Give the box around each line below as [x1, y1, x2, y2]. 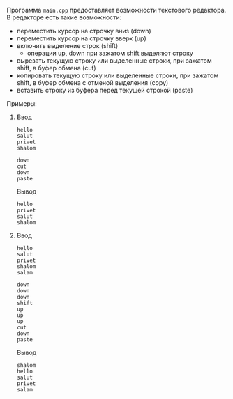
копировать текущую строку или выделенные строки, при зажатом [16, 71, 219, 79]
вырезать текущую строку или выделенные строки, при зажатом [16, 56, 212, 65]
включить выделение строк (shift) [16, 42, 119, 49]
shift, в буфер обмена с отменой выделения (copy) [16, 79, 169, 86]
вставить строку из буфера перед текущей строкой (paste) [16, 86, 193, 94]
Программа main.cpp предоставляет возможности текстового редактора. [6, 6, 227, 14]
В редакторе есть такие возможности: [6, 13, 122, 22]
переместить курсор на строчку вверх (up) [16, 34, 147, 42]
